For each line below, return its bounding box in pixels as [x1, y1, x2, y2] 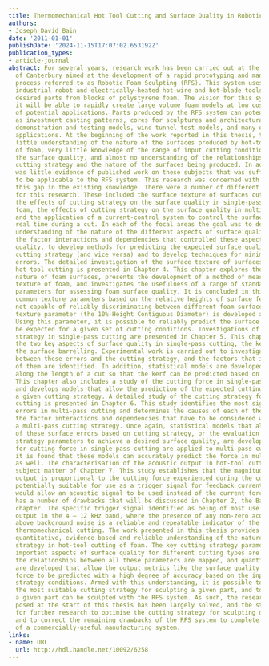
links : [8, 631, 30, 639]
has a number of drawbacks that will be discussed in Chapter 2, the [15, 497, 252, 505]
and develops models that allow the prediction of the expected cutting [15, 384, 263, 393]
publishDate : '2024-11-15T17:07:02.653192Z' [8, 42, 159, 50]
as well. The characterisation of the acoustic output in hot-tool [15, 459, 246, 468]
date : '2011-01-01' [8, 34, 74, 43]
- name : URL [8, 639, 48, 647]
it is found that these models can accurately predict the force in [15, 452, 249, 460]
